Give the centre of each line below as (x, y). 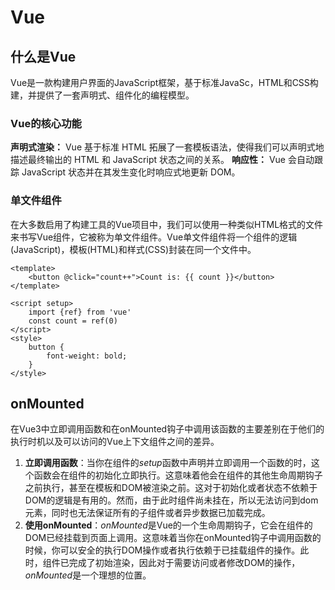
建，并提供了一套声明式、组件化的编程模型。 (102, 95)
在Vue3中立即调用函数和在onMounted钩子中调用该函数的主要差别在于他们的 (167, 429)
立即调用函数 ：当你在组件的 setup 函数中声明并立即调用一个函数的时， (168, 463)
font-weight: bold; (87, 356)
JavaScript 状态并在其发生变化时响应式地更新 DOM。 (131, 172)
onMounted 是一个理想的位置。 (88, 575)
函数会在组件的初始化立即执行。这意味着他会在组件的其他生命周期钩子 (178, 475)
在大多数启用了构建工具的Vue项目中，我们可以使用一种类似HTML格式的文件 (167, 224)
